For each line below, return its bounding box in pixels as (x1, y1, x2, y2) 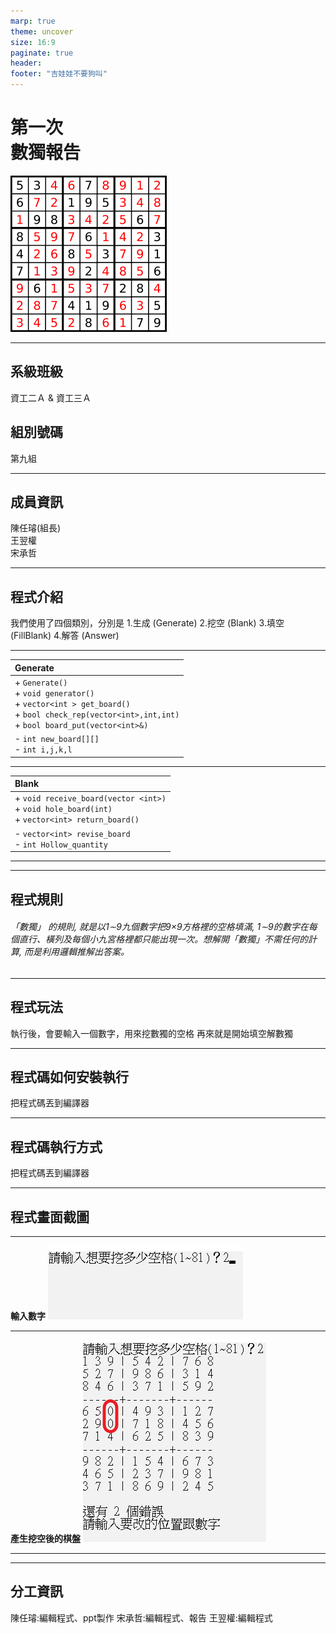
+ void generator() (14, 686, 95, 699)
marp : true (10, 16, 56, 26)
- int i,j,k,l (14, 743, 73, 755)
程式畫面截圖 (10, 1208, 90, 1225)
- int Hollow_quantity (14, 838, 108, 850)
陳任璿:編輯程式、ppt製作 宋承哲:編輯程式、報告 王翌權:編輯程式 (10, 1611, 273, 1624)
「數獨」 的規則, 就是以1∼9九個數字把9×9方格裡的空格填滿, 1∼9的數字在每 (10, 921, 318, 933)
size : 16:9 (10, 37, 56, 47)
